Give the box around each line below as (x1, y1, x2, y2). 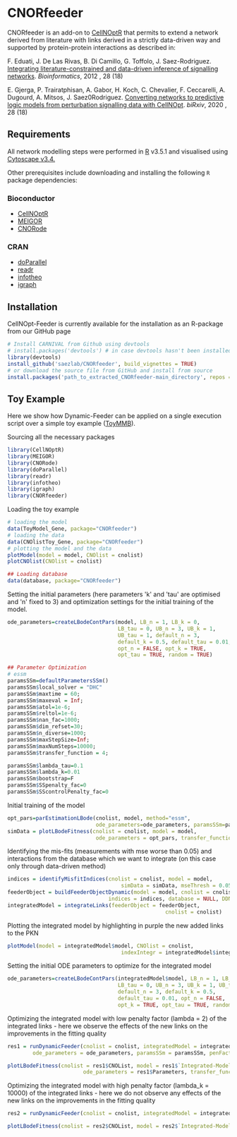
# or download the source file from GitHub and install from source (7, 367, 213, 374)
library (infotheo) (7, 479, 61, 486)
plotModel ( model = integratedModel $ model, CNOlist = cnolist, (7, 942, 194, 949)
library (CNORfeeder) (7, 492, 68, 500)
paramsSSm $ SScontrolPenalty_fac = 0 (7, 788, 109, 796)
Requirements (7, 128, 71, 140)
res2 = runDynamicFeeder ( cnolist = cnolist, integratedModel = (7, 1110, 197, 1117)
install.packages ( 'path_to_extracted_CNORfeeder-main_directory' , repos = (7, 374, 232, 381)
